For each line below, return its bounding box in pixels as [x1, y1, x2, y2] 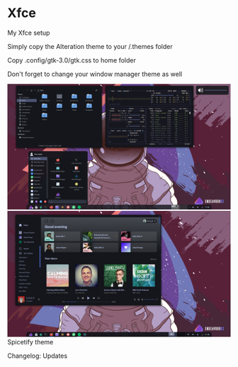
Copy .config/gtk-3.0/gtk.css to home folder [7, 55, 136, 65]
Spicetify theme [7, 337, 54, 346]
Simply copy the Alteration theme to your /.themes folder [7, 42, 173, 50]
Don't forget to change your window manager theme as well [7, 70, 183, 78]
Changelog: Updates [7, 351, 68, 360]
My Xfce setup [7, 28, 50, 37]
